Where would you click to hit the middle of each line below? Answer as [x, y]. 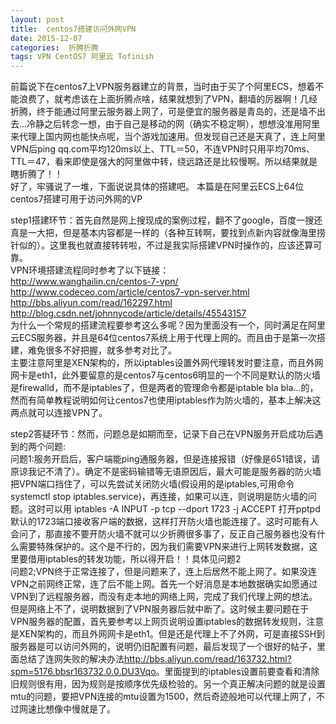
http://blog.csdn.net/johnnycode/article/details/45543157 [128, 313]
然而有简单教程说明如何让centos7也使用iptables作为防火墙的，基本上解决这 [166, 400]
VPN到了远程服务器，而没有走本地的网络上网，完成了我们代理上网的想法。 [164, 597]
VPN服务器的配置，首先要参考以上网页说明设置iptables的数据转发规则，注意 [167, 622]
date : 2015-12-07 [46, 38]
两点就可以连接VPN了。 [59, 413]
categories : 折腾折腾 [54, 47]
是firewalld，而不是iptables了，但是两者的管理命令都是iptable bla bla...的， [164, 388]
